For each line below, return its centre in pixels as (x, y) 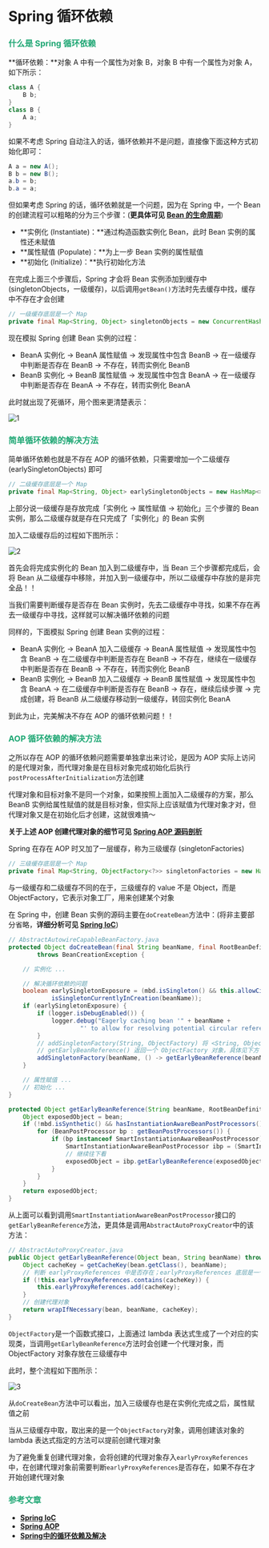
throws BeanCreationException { (91, 955)
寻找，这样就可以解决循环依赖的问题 (110, 615)
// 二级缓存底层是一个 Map (48, 485)
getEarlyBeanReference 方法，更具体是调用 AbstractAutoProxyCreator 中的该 (131, 1225)
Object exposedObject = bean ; (73, 1117)
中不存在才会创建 (36, 299)
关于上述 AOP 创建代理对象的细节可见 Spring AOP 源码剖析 (105, 832)
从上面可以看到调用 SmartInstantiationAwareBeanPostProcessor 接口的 (122, 1215)
